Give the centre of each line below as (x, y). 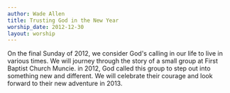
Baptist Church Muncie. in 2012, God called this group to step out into (109, 68)
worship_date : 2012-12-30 (45, 27)
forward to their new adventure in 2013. (65, 83)
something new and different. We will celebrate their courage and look (110, 76)
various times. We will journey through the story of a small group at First (113, 61)
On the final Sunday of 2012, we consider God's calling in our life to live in (115, 54)
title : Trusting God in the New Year (63, 20)
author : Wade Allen (36, 14)
